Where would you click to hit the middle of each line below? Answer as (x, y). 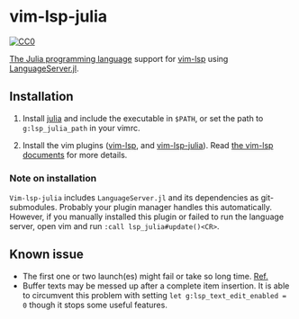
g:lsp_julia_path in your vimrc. (81, 128)
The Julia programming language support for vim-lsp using (119, 58)
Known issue (46, 255)
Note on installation (53, 178)
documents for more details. (75, 155)
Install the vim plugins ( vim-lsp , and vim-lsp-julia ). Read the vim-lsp (148, 145)
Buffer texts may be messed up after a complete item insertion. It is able (156, 286)
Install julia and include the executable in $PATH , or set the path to (143, 118)
